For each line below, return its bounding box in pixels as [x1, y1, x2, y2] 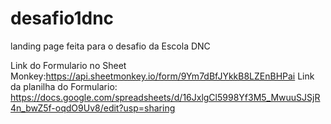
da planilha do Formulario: [10, 80, 118, 92]
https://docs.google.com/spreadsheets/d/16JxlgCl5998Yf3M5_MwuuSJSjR [10, 91, 321, 103]
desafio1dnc [10, 7, 115, 30]
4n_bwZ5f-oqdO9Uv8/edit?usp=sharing [10, 102, 176, 114]
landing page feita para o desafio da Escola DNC [10, 40, 211, 52]
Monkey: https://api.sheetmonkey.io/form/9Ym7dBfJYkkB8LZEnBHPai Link [10, 70, 315, 82]
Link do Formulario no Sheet [10, 59, 127, 71]
